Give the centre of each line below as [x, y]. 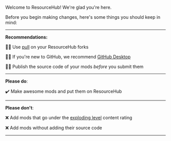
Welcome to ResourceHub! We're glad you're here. [59, 7]
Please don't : [20, 108]
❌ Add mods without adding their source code [54, 128]
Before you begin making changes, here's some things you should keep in [83, 17]
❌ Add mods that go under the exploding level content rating [69, 118]
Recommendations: [26, 37]
